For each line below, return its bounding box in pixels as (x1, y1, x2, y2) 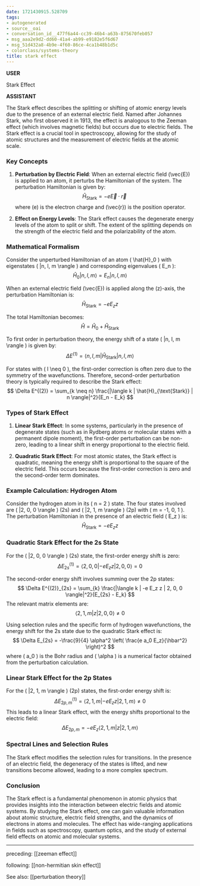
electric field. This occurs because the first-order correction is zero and (14, 465, 191, 473)
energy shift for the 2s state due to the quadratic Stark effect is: (6, 628, 162, 634)
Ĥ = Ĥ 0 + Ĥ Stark (80, 323, 120, 331)
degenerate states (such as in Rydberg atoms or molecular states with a (14, 428, 192, 436)
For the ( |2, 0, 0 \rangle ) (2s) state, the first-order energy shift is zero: (6, 552, 180, 559)
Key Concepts (6, 157, 48, 165)
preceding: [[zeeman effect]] (6, 850, 77, 857)
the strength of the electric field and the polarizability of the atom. (14, 227, 177, 234)
